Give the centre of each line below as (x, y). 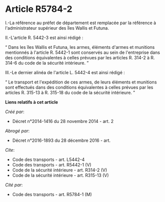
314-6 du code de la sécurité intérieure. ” (47, 63)
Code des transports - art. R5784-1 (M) (52, 194)
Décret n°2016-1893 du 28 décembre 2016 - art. (62, 140)
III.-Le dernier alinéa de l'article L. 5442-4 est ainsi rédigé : (65, 72)
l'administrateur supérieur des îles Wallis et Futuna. (57, 28)
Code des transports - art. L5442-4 (48, 160)
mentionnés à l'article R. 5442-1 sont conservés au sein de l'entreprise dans (83, 52)
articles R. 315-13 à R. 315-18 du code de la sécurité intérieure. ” (70, 92)
